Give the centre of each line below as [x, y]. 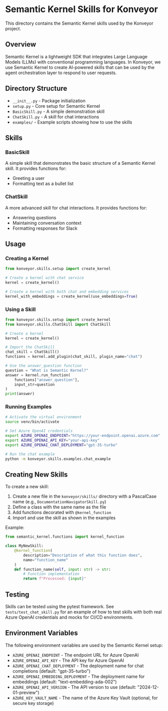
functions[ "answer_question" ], [47, 380]
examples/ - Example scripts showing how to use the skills [72, 122]
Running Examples [28, 407]
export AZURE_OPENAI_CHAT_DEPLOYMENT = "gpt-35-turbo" [61, 445]
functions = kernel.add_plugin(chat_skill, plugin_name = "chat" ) [74, 357]
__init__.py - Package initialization [49, 101]
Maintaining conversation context [47, 223]
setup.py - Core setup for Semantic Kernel [56, 106]
